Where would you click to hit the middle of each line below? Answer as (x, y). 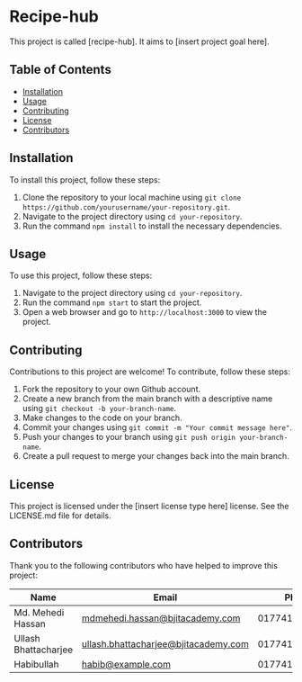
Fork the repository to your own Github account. (111, 390)
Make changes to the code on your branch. (102, 418)
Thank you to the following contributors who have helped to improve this (144, 565)
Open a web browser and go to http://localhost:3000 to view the (145, 312)
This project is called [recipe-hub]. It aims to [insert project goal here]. (139, 41)
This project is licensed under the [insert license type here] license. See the (149, 506)
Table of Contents (61, 70)
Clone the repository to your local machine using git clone (132, 197)
